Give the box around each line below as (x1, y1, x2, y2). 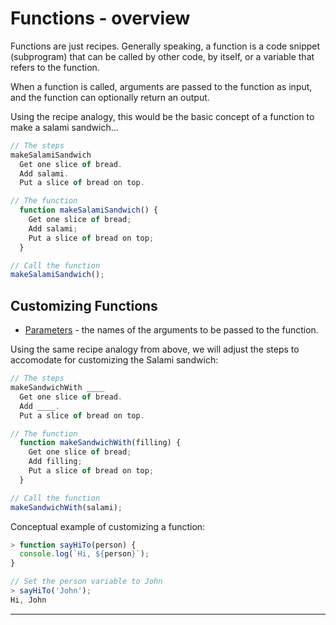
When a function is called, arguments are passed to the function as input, (10, 80, 313, 92)
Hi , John (10, 595, 47, 605)
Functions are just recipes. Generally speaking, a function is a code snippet (10, 40, 321, 52)
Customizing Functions (10, 297, 158, 314)
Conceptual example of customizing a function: (10, 520, 206, 532)
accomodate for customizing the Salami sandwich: (10, 354, 219, 366)
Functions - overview (10, 7, 191, 30)
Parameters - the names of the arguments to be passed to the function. (24, 324, 319, 336)
